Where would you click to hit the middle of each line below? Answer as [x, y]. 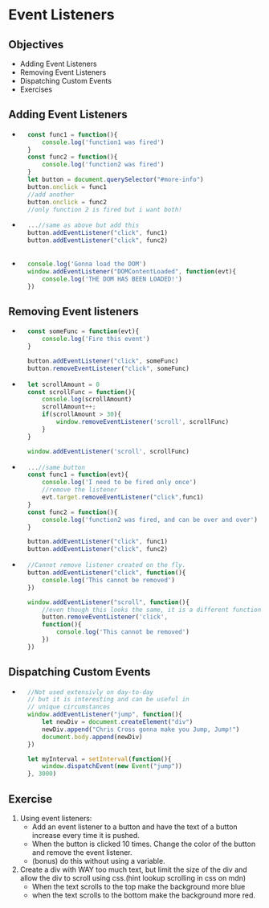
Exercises [36, 89]
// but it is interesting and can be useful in [109, 700]
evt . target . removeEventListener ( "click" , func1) [122, 497]
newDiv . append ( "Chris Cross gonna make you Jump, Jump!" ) [141, 729]
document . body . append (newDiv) [92, 737]
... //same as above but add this [84, 226]
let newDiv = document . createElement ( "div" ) [117, 722]
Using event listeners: [56, 818]
